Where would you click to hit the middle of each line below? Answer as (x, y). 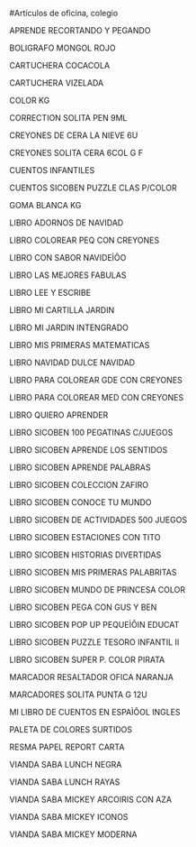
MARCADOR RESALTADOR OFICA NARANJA (91, 677)
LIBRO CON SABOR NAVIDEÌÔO (68, 258)
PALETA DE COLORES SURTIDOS (71, 729)
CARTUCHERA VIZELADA (57, 83)
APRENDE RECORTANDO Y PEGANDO (80, 30)
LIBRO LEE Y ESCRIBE (50, 293)
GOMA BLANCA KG (45, 205)
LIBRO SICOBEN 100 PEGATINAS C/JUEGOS (91, 433)
